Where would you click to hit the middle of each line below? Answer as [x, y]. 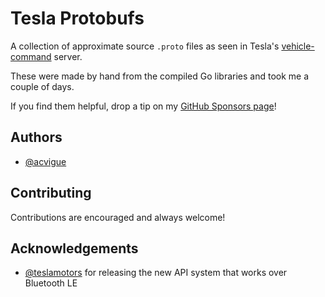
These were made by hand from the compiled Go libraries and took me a [160, 76]
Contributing [51, 193]
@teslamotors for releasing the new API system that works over [156, 273]
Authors [36, 137]
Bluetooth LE [51, 283]
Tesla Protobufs [77, 18]
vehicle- [298, 46]
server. [68, 56]
